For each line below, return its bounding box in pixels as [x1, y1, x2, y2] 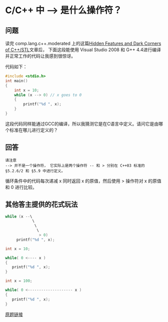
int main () [5, 78, 28, 83]
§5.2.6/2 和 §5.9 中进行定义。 [5, 168, 65, 173]
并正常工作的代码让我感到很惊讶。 [5, 53, 76, 59]
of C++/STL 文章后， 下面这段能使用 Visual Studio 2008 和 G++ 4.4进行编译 [5, 47, 161, 53]
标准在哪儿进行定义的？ [9, 127, 58, 133]
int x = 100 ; [5, 278, 33, 284]
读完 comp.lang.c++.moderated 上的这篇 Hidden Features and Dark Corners [5, 41, 161, 46]
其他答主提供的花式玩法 [5, 200, 78, 209]
